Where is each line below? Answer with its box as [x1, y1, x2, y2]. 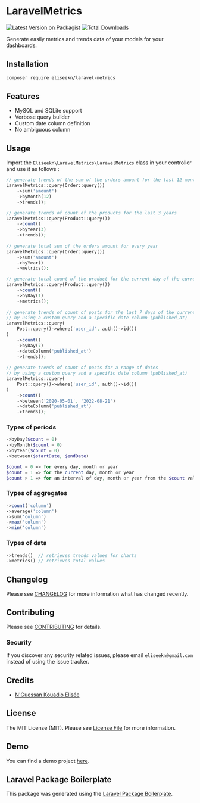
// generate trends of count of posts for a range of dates [6, 365, 159, 371]
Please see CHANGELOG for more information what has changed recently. [6, 590, 189, 597]
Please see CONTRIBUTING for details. [6, 623, 102, 630]
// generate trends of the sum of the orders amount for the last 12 [6, 177, 183, 183]
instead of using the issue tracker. [6, 658, 89, 665]
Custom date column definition [14, 120, 90, 127]
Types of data [6, 539, 47, 547]
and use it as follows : [6, 166, 60, 173]
